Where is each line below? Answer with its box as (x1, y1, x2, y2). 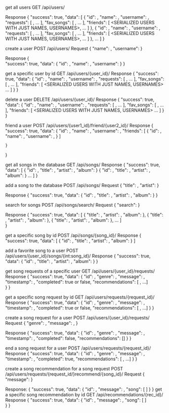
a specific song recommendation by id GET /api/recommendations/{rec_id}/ (5, 392, 163, 397)
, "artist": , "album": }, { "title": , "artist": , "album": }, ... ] (5, 217, 122, 223)
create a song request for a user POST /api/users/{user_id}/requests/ (5, 315, 150, 321)
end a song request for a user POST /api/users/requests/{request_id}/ (5, 345, 151, 351)
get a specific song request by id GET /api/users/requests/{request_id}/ (5, 294, 155, 300)
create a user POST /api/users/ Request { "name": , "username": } (5, 46, 143, 51)
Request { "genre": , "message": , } (5, 320, 78, 326)
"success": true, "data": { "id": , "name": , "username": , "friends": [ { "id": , (5, 128, 162, 134)
